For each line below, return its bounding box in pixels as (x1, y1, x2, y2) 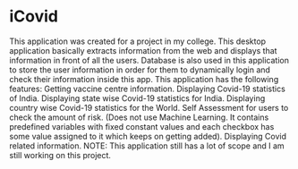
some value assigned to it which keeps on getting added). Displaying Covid (9, 131, 287, 141)
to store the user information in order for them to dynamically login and (9, 64, 271, 75)
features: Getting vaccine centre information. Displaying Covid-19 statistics (9, 83, 286, 94)
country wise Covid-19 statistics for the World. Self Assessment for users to (9, 102, 289, 113)
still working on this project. (9, 149, 112, 160)
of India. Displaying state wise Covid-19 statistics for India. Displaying (9, 92, 266, 104)
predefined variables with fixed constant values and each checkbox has (9, 121, 275, 131)
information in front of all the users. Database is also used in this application (9, 55, 289, 65)
